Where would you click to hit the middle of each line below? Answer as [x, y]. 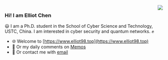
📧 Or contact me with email [40, 52]
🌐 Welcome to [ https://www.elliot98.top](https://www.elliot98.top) [80, 41]
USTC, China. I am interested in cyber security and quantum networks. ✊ [79, 31]
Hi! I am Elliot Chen [28, 15]
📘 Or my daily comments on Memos [49, 47]
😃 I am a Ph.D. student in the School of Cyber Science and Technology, [79, 26]
